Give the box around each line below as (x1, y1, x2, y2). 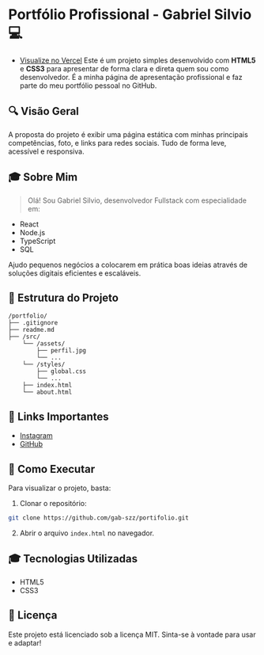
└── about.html (22, 388, 73, 397)
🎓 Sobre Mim (8, 170, 78, 184)
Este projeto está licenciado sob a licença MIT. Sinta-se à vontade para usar (8, 630, 256, 639)
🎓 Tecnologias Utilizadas (8, 552, 138, 566)
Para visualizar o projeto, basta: (8, 483, 111, 493)
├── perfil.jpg (36, 347, 87, 355)
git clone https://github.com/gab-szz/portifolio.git (8, 514, 190, 522)
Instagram (19, 431, 53, 440)
